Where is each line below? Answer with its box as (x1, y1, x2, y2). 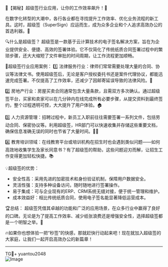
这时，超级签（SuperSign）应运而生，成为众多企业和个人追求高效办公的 (13, 22, 162, 27)
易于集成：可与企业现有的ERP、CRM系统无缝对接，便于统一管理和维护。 (12, 188, 162, 194)
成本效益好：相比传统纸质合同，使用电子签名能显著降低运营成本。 (12, 194, 148, 200)
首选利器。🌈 (5, 28, 30, 34)
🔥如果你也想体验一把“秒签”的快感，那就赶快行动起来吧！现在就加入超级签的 (5, 230, 161, 235)
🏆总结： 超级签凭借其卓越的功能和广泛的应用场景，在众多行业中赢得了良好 (5, 205, 160, 211)
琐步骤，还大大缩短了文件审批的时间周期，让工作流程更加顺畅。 (5, 52, 136, 58)
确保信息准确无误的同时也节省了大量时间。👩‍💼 (5, 128, 99, 134)
